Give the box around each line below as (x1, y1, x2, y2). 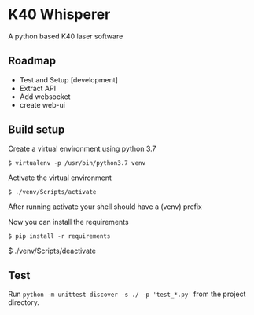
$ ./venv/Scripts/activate (8, 188, 97, 196)
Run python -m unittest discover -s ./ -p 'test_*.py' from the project (8, 289, 246, 299)
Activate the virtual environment (8, 173, 112, 182)
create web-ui (19, 100, 65, 109)
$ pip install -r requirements (8, 232, 111, 240)
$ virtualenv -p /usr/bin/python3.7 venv (8, 159, 146, 167)
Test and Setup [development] (19, 75, 118, 84)
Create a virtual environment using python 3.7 (8, 144, 156, 153)
